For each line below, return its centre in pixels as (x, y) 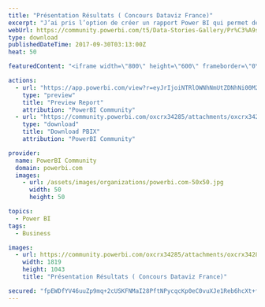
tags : (17, 226)
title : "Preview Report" (63, 102)
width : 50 (45, 190)
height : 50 (47, 198)
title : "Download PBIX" (62, 132)
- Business (33, 233)
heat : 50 (22, 52)
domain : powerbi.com (49, 168)
